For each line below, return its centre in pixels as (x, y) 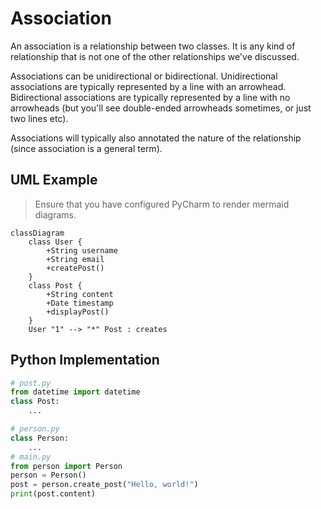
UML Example (54, 180)
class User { (55, 242)
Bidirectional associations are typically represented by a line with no (150, 97)
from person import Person (66, 466)
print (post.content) (53, 494)
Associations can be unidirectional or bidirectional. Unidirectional (144, 76)
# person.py (35, 429)
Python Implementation (85, 360)
